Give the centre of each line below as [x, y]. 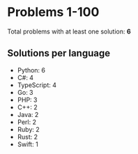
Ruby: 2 [28, 129]
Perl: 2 [27, 122]
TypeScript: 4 [37, 85]
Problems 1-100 [53, 12]
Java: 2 [28, 114]
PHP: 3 [27, 100]
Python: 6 [31, 70]
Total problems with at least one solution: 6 [69, 31]
